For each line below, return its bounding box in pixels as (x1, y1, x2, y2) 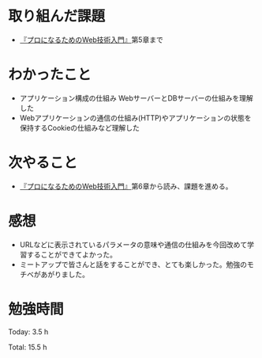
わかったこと (8, 66, 92, 84)
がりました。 (47, 269, 89, 279)
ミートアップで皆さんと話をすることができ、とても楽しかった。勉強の (19, 259, 247, 269)
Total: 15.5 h (8, 342, 47, 352)
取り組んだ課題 (8, 7, 106, 25)
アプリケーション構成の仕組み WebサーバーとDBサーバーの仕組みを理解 (19, 93, 254, 103)
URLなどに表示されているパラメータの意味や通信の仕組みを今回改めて (19, 239, 248, 249)
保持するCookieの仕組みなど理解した (19, 123, 140, 132)
